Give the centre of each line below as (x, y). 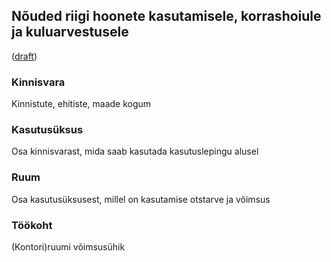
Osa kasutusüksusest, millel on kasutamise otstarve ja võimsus (141, 199)
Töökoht (32, 225)
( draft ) (24, 56)
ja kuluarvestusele (70, 32)
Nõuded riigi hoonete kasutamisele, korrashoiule (166, 16)
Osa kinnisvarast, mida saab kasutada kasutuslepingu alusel (135, 151)
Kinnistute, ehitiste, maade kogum (81, 104)
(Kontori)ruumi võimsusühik (68, 247)
